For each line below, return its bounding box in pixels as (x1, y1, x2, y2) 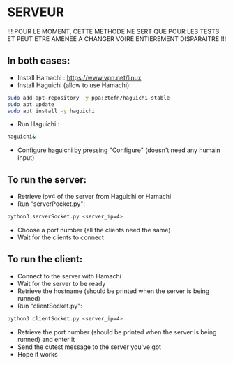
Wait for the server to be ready (17, 279, 106, 288)
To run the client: (7, 253, 83, 265)
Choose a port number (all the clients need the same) (17, 225, 171, 234)
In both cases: (7, 55, 70, 67)
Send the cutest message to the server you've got (17, 343, 162, 351)
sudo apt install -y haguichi (7, 107, 96, 114)
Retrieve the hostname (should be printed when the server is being (17, 287, 210, 295)
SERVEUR (7, 4, 64, 20)
